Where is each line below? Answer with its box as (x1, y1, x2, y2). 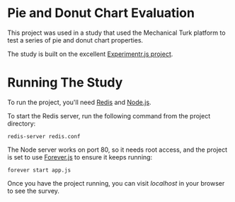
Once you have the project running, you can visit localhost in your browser (7, 179, 225, 187)
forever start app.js (7, 167, 71, 174)
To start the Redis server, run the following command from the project (7, 111, 211, 120)
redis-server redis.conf (7, 133, 81, 140)
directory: (7, 119, 36, 128)
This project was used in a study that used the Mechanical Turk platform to (7, 28, 226, 37)
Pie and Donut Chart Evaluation (7, 5, 195, 21)
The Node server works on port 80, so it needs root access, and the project (7, 145, 228, 154)
